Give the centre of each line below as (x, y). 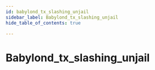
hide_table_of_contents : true (43, 23)
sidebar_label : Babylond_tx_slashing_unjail (62, 17)
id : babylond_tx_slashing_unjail (47, 12)
